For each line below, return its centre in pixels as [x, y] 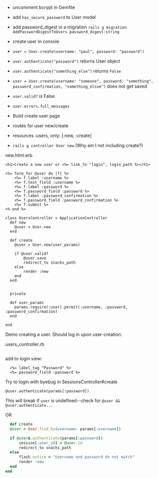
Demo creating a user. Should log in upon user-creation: [64, 334]
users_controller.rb [25, 344]
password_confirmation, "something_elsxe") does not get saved [80, 86]
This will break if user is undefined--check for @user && [63, 401]
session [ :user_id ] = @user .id [50, 443]
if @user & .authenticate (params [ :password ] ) [56, 438]
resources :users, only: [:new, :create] [52, 135]
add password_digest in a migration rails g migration [70, 27]
